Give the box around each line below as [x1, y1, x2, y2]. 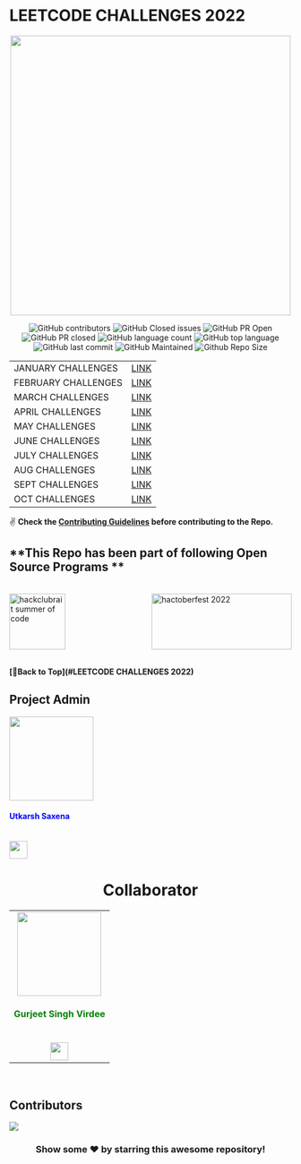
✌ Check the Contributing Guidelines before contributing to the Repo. [9, 516, 273, 526]
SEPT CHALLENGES [13, 478, 99, 491]
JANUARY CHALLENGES [13, 362, 118, 374]
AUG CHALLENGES [13, 463, 96, 475]
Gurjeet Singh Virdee [13, 1008, 106, 1021]
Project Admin [9, 692, 91, 707]
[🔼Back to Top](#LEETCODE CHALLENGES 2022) [9, 666, 194, 677]
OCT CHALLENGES [13, 492, 96, 505]
